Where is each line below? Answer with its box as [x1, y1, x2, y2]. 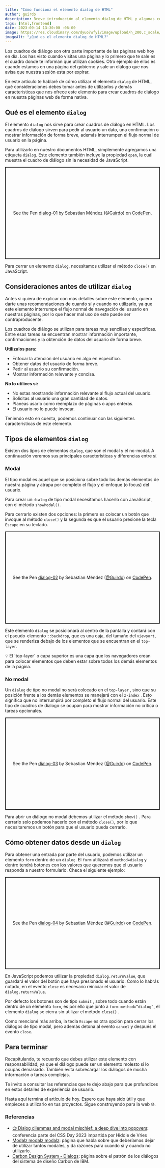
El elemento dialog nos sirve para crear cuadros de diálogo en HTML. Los [5, 121, 155, 127]
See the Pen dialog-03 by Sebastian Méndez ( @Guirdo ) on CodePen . [12, 761, 153, 767]
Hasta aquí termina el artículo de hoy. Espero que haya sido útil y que [5, 1096, 145, 1102]
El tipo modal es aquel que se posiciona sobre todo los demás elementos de [5, 476, 159, 482]
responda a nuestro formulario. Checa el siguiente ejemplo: [5, 867, 125, 873]
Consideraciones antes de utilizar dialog [5, 283, 132, 291]
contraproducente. [5, 316, 43, 322]
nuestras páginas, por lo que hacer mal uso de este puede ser [5, 311, 131, 317]
